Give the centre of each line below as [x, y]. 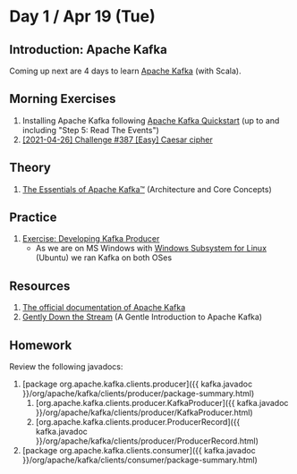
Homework [41, 345]
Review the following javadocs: [66, 367]
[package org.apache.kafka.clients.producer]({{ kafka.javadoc [137, 384]
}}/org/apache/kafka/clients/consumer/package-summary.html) [140, 460]
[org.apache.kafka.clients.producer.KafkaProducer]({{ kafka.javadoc [162, 403]
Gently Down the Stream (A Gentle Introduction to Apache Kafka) [142, 317]
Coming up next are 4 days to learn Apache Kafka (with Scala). [125, 71]
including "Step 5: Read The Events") [90, 130]
